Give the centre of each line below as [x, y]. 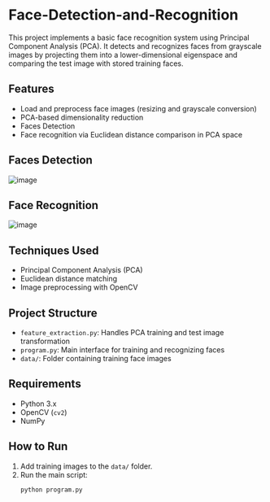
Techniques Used [54, 250]
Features [31, 89]
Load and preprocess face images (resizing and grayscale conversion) [139, 108]
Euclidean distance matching [69, 279]
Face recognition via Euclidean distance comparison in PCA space [131, 134]
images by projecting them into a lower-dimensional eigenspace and [123, 55]
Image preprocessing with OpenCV [79, 287]
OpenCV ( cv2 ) [44, 412]
